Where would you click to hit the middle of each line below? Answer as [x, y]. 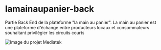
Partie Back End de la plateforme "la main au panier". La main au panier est [81, 22]
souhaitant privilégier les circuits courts [45, 33]
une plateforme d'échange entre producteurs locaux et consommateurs [77, 27]
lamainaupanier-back [50, 9]
